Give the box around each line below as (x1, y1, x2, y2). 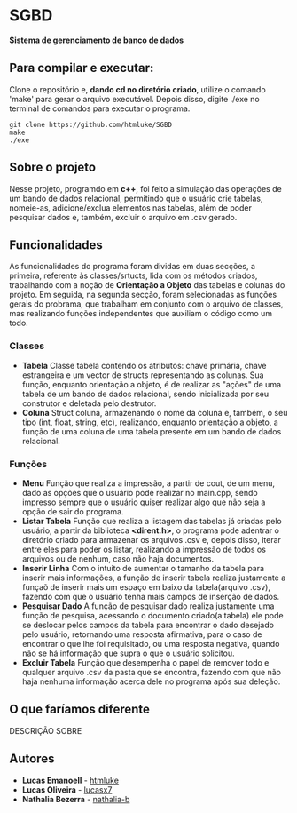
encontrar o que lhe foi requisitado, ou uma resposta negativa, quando (21, 638, 280, 649)
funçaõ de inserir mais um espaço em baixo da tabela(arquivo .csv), (21, 581, 270, 592)
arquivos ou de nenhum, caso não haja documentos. (21, 553, 215, 564)
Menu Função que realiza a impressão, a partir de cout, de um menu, (21, 477, 276, 489)
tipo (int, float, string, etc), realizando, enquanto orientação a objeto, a (21, 417, 279, 427)
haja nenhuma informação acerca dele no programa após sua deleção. (21, 676, 281, 687)
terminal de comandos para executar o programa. (9, 103, 191, 114)
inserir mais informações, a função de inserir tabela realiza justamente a (21, 572, 286, 583)
